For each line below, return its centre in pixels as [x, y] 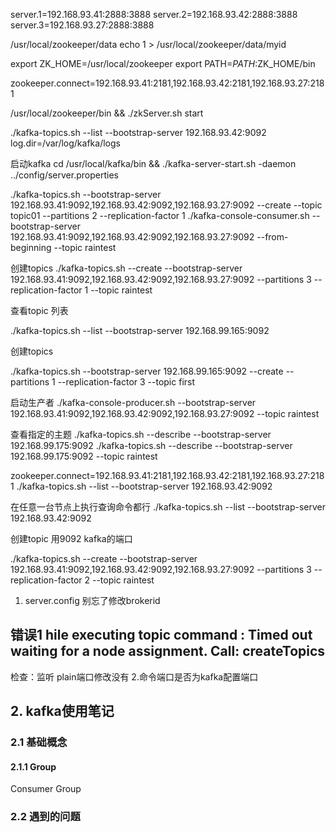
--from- [272, 237]
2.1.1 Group [33, 766]
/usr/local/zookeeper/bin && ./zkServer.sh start [107, 113]
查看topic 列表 [39, 310]
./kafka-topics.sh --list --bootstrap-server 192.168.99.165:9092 [140, 330]
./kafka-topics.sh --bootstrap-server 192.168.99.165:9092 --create [147, 371]
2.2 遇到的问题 [45, 817]
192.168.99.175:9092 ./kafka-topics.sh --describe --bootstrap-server [151, 445]
